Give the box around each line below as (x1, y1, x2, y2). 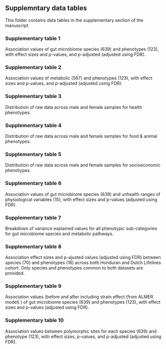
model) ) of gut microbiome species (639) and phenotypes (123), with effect (5, 299, 161, 305)
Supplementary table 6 (5, 180, 62, 187)
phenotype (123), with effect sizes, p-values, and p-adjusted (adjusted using (5, 333, 162, 340)
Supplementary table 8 (5, 243, 62, 250)
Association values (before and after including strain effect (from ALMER (5, 294, 154, 300)
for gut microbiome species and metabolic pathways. (5, 231, 114, 237)
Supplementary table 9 (5, 283, 62, 290)
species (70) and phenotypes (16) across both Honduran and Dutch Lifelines (5, 260, 161, 265)
